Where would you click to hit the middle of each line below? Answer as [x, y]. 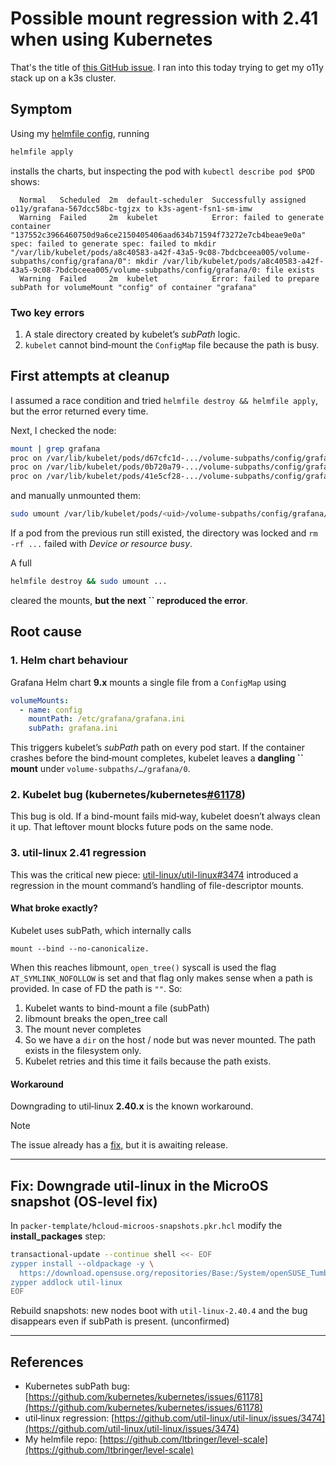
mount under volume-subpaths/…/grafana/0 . [100, 769]
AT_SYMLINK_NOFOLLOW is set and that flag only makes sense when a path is [161, 978]
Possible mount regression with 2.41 [164, 18]
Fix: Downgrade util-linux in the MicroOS [139, 1185]
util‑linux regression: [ [69, 1418]
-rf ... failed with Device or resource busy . [101, 544]
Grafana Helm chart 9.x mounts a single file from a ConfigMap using [148, 682]
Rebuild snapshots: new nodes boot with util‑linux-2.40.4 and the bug [159, 1311]
